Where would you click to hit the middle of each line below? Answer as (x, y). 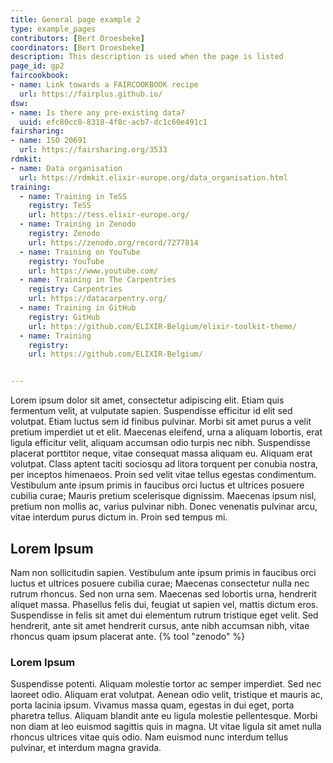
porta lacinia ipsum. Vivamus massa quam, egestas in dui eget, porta (152, 705)
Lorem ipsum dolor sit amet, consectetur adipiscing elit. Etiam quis (147, 400)
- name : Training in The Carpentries (98, 280)
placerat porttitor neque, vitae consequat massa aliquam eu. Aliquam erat (161, 453)
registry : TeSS (60, 206)
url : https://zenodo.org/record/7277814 (113, 242)
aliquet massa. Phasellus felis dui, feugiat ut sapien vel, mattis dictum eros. (164, 604)
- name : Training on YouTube (80, 252)
